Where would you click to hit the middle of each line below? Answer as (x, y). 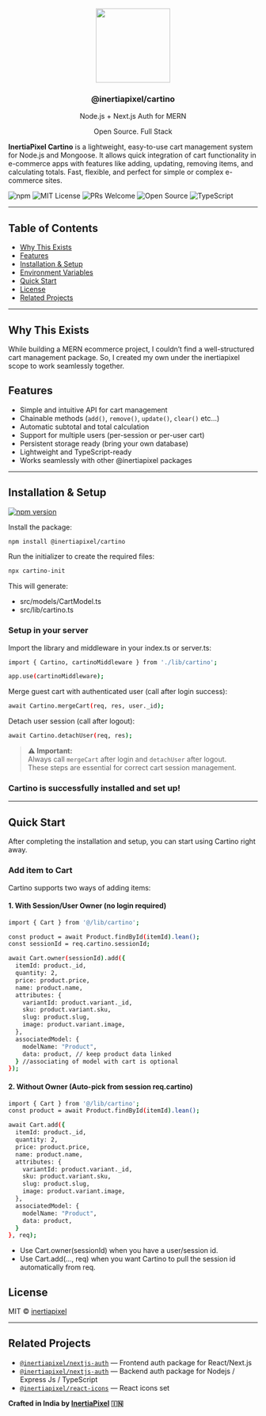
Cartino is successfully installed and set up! (94, 788)
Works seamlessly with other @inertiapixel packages (106, 460)
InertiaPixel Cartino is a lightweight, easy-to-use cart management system (131, 147)
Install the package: (40, 527)
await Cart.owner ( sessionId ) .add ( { (67, 959)
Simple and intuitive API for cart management (93, 410)
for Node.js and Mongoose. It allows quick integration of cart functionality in (132, 155)
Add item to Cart (40, 871)
